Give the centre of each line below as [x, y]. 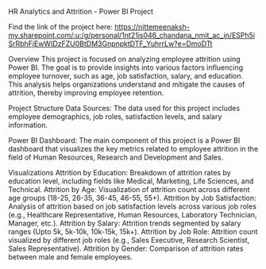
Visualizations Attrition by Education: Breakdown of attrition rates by [120, 173]
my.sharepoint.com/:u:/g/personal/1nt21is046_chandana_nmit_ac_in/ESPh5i [132, 35]
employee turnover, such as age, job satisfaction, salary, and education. [126, 76]
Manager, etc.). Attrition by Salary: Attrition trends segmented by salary [125, 223]
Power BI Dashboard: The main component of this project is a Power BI [124, 140]
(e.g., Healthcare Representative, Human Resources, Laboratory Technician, [133, 215]
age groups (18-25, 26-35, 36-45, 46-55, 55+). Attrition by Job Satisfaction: [132, 198]
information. [28, 125]
